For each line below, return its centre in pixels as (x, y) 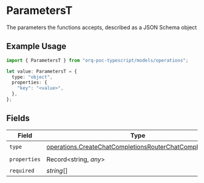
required (22, 171)
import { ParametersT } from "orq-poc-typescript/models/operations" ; (97, 60)
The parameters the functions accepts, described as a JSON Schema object (102, 27)
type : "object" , (32, 77)
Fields (18, 118)
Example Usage (36, 46)
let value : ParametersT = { (42, 71)
